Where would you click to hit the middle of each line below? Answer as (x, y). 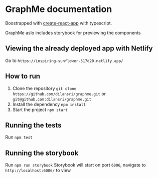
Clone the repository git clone (44, 88)
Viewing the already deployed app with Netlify (79, 48)
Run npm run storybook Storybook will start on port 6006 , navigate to (76, 165)
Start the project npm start (40, 109)
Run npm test (19, 137)
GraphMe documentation (59, 9)
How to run (23, 76)
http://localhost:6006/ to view (38, 170)
